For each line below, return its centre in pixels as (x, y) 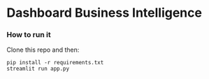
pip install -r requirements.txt (55, 63)
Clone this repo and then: (43, 50)
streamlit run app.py (38, 69)
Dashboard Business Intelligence (104, 13)
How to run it (29, 35)
